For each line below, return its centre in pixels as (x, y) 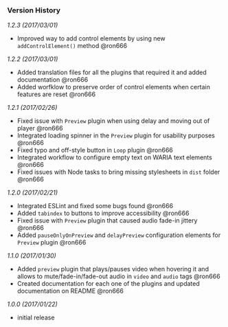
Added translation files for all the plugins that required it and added (112, 72)
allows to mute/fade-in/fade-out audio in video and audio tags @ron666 (119, 276)
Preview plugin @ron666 (52, 243)
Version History (34, 10)
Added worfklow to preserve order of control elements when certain (114, 87)
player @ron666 (40, 128)
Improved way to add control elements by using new (91, 38)
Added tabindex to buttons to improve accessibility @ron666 (103, 213)
